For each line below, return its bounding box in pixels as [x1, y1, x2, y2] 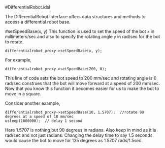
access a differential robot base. [5, 19, 70, 25]
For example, [5, 57, 32, 63]
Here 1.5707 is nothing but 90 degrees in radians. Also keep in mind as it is [5, 127, 156, 133]
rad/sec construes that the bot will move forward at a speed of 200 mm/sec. [5, 81, 160, 86]
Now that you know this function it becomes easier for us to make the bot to [5, 86, 159, 91]
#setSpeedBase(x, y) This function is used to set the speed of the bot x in [5, 29, 155, 34]
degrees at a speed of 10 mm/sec [5, 114, 74, 119]
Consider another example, [5, 100, 61, 106]
